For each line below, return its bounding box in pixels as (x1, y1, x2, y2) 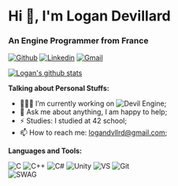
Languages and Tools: (8, 146, 83, 156)
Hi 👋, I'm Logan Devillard (8, 7, 171, 25)
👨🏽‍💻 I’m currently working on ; (19, 99, 167, 109)
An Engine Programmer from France (8, 35, 149, 46)
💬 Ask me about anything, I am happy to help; (19, 107, 168, 117)
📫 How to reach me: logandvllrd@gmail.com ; (19, 128, 168, 137)
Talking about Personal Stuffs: (8, 84, 109, 93)
